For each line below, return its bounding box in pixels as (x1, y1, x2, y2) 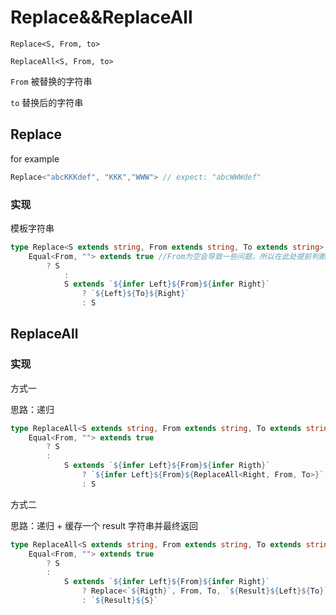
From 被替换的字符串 (10, 75, 93, 87)
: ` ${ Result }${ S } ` (81, 596, 159, 606)
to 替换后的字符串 (10, 96, 84, 108)
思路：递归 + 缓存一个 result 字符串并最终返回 (10, 519, 199, 531)
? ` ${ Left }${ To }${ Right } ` (81, 289, 190, 299)
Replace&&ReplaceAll (10, 6, 193, 29)
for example (10, 152, 60, 165)
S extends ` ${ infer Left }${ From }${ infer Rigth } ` (63, 461, 271, 471)
